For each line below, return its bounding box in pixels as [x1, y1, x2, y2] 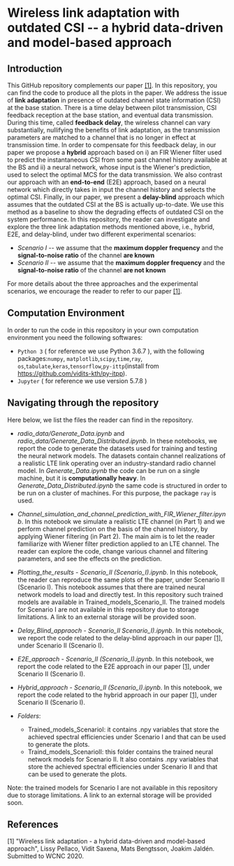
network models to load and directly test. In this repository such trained [17, 590, 224, 598]
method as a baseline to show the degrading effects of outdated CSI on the [7, 208, 224, 216]
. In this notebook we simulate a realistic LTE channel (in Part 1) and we [21, 517, 226, 525]
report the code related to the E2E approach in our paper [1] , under [17, 662, 210, 671]
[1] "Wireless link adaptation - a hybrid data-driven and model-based [7, 837, 205, 846]
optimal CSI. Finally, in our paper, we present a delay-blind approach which [7, 193, 225, 201]
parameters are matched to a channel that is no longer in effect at [7, 133, 196, 142]
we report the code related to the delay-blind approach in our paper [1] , [17, 633, 223, 642]
